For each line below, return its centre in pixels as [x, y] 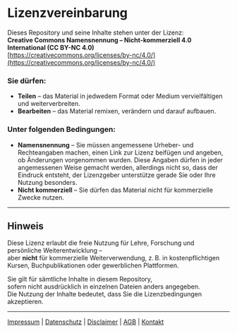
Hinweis [25, 226]
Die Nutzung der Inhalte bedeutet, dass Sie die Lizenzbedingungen [105, 294]
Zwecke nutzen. [41, 197]
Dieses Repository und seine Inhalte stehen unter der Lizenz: [96, 32]
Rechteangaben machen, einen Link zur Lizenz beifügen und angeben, [120, 152]
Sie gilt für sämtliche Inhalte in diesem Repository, [80, 279]
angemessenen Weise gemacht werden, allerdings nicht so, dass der [118, 167]
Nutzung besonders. [47, 182]
